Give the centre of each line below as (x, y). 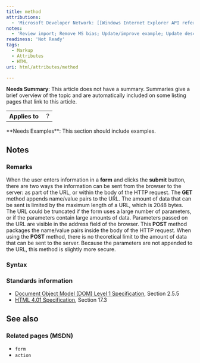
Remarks (19, 167)
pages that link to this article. (42, 102)
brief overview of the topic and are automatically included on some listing (96, 95)
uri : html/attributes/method (42, 67)
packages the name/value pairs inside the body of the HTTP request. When (99, 230)
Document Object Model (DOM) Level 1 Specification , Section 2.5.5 (97, 294)
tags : (13, 45)
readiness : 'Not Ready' (36, 39)
